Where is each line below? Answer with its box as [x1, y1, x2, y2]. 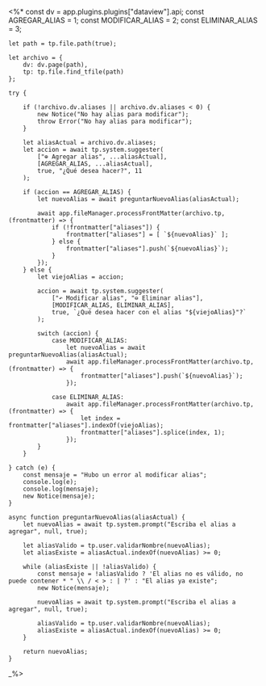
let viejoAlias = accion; [37, 273, 125, 281]
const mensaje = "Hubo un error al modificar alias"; [23, 471, 207, 479]
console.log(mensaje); [23, 485, 99, 493]
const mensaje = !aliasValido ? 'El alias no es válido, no [37, 570, 243, 578]
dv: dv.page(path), [23, 61, 89, 69]
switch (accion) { [37, 330, 99, 338]
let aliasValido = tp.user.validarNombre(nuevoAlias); [23, 541, 211, 549]
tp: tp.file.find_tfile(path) [23, 68, 125, 76]
